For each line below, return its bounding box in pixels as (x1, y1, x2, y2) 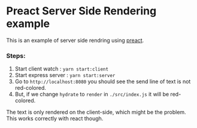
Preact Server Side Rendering (6, 4, 157, 18)
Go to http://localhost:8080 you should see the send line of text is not (14, 78, 191, 85)
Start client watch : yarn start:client (14, 65, 109, 72)
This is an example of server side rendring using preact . (6, 36, 144, 44)
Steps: (6, 51, 26, 60)
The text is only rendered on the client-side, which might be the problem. (6, 109, 187, 116)
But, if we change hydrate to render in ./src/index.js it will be (14, 91, 169, 98)
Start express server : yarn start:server (14, 72, 116, 79)
